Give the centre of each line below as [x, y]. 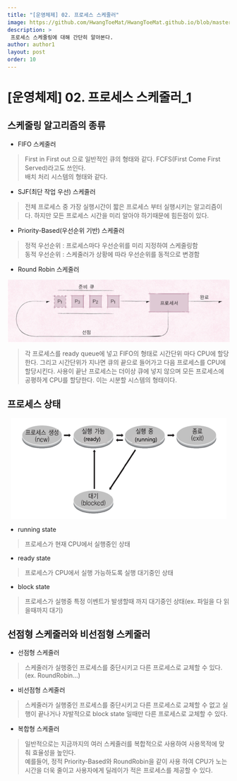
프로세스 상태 [34, 405]
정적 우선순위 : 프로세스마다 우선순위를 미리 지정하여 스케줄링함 [111, 245]
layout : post [26, 52]
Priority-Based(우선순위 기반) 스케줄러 [71, 230]
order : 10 [22, 60]
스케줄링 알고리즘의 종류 [56, 126]
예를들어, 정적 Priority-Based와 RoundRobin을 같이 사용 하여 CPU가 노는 [126, 761]
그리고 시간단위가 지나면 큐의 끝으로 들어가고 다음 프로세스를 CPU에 [133, 362]
